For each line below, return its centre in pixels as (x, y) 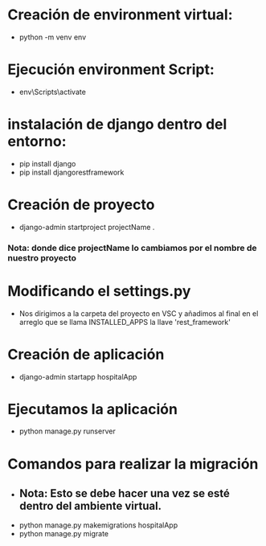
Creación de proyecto (81, 205)
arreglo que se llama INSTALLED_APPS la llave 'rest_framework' (125, 322)
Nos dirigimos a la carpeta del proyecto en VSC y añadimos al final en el (139, 313)
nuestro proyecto (42, 257)
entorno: (37, 142)
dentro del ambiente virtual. (90, 506)
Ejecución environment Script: (111, 70)
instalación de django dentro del (117, 124)
